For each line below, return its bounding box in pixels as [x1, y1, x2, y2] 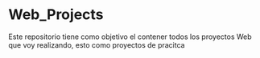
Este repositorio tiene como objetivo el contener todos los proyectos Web [8, 32, 252, 41]
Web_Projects [8, 6, 104, 24]
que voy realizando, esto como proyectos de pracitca [8, 40, 185, 49]
